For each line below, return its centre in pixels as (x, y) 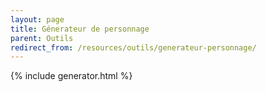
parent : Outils (42, 38)
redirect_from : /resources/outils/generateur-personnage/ (133, 47)
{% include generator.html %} (71, 76)
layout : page (37, 19)
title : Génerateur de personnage (80, 29)
